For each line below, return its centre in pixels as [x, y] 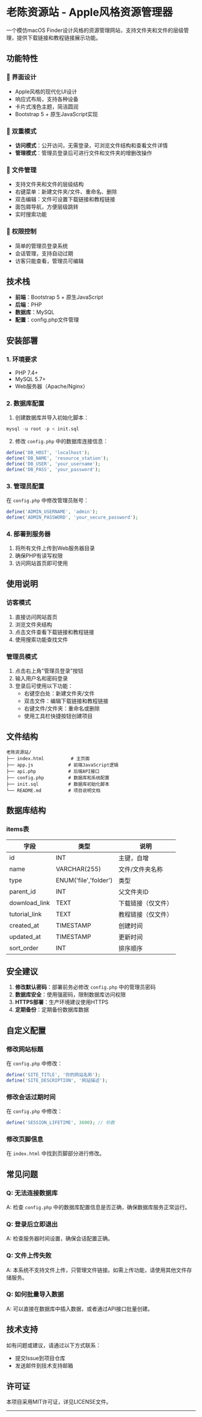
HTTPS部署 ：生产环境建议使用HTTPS [62, 1002]
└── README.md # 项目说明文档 [54, 790]
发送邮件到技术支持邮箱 [44, 1365]
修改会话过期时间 [31, 1097]
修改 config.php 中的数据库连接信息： [62, 441]
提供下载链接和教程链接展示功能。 [59, 37]
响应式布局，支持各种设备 [47, 99]
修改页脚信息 [25, 1139]
